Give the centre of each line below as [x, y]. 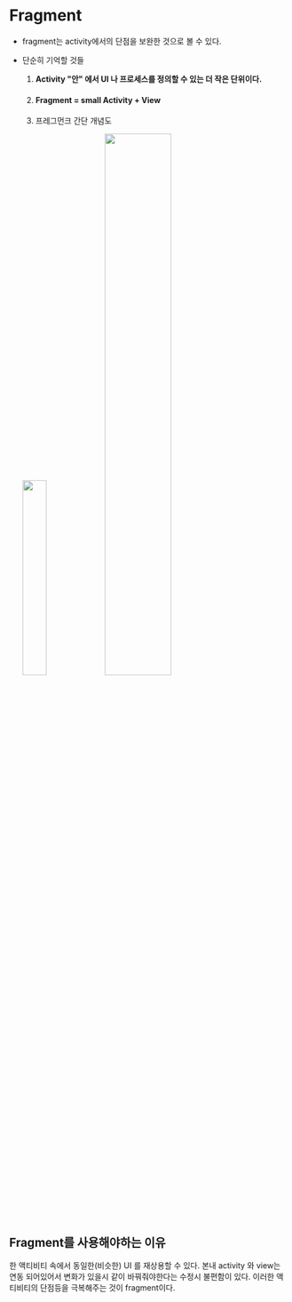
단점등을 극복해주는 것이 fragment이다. [107, 1287]
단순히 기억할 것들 [53, 60]
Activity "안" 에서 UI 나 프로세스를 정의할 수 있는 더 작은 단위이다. [149, 79]
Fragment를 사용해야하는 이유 [87, 1242]
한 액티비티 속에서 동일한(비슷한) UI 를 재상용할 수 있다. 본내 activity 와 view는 [145, 1265]
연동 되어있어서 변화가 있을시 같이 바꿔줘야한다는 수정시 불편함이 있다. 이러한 [142, 1276]
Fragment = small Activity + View [98, 100]
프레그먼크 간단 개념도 [74, 121]
